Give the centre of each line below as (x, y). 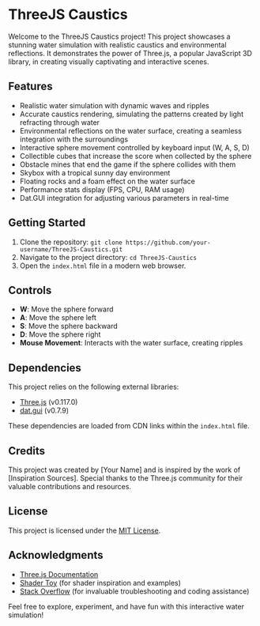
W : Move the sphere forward (66, 309)
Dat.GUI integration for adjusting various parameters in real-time (124, 198)
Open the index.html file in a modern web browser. (103, 266)
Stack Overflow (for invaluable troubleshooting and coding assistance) (134, 591)
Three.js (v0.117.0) (49, 402)
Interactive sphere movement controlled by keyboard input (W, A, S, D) (135, 147)
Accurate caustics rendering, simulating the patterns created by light (131, 114)
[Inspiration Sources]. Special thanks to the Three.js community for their (126, 478)
